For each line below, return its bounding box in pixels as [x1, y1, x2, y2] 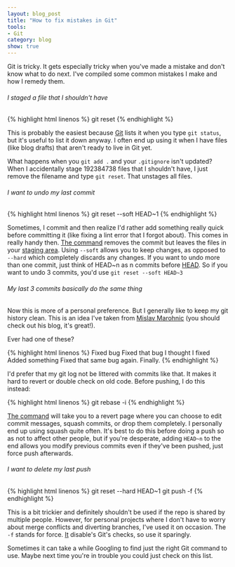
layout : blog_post [7, 10, 61, 18]
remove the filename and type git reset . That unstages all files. [7, 172, 193, 181]
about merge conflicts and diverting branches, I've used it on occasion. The [7, 523, 227, 531]
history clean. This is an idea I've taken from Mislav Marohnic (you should [7, 313, 220, 322]
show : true [7, 43, 39, 50]
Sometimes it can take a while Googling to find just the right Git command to [7, 544, 228, 552]
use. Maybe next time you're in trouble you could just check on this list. [7, 551, 213, 559]
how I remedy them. [7, 77, 65, 85]
